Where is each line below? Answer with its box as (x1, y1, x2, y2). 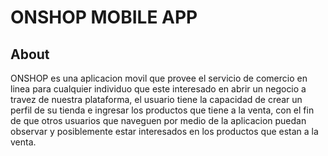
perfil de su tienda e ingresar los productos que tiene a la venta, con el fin (10, 104, 315, 116)
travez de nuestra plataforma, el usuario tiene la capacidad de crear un (10, 94, 303, 105)
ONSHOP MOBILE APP (10, 6, 198, 29)
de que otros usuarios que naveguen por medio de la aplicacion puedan (10, 115, 307, 126)
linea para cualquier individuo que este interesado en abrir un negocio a (10, 83, 307, 95)
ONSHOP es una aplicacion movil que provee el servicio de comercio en (10, 72, 308, 84)
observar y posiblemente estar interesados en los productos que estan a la (10, 126, 319, 137)
